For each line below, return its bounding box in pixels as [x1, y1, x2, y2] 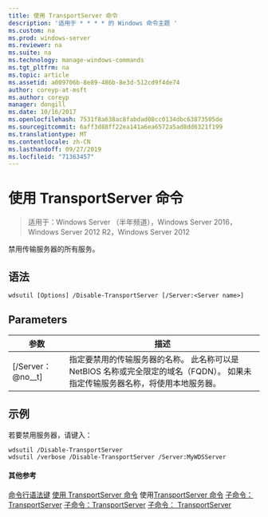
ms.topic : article [8, 71, 69, 79]
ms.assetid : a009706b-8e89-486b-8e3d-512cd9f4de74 [8, 78, 180, 86]
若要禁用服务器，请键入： [8, 430, 93, 440]
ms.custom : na [8, 26, 56, 34]
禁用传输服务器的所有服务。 [8, 244, 100, 254]
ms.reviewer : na [8, 41, 62, 49]
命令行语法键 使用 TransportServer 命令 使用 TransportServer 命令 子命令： [8, 490, 254, 499]
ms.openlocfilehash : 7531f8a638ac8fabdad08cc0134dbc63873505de [8, 116, 223, 124]
